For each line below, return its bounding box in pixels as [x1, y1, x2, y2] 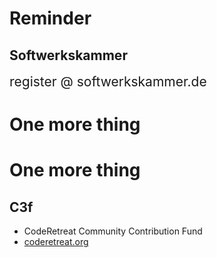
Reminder [9, 7, 92, 30]
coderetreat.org [23, 236, 89, 248]
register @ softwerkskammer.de [9, 73, 207, 90]
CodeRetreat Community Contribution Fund [23, 225, 203, 237]
